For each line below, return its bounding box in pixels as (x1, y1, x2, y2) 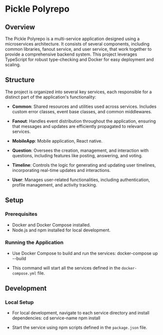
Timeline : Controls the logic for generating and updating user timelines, (12, 162, 156, 168)
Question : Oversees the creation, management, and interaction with (12, 147, 149, 153)
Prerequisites (5, 211, 37, 218)
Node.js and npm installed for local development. (12, 227, 111, 233)
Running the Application (5, 239, 64, 246)
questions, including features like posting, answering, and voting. (12, 152, 143, 158)
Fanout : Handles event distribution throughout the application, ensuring (12, 118, 156, 124)
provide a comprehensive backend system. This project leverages (5, 51, 137, 57)
